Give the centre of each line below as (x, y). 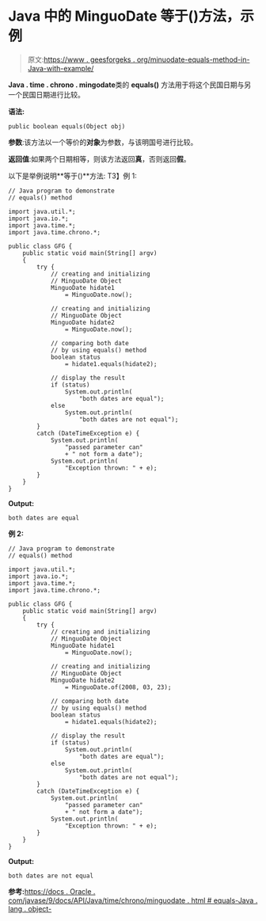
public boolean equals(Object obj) (67, 126)
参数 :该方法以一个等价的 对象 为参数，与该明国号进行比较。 (103, 142)
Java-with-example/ (61, 68)
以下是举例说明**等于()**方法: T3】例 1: (72, 176)
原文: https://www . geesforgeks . (81, 59)
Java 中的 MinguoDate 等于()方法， (124, 16)
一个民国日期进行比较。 (46, 94)
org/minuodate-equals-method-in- (193, 59)
